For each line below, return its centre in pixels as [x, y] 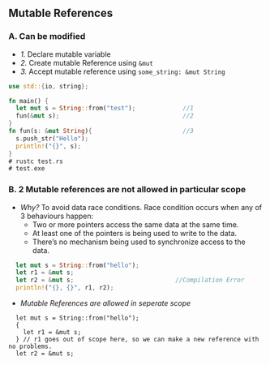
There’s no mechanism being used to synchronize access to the [139, 242]
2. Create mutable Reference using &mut [87, 62]
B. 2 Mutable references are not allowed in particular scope [127, 190]
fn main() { [28, 101]
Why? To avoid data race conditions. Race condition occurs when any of [141, 207]
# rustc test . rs [36, 161]
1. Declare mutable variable [65, 54]
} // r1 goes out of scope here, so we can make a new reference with [137, 340]
